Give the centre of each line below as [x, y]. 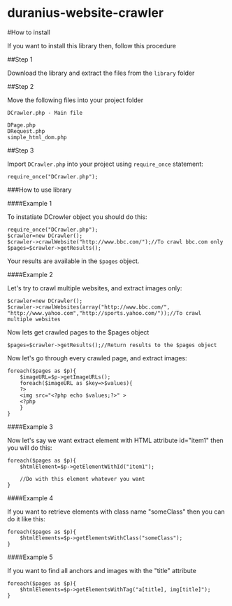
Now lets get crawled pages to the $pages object [78, 332]
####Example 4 [30, 498]
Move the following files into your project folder [75, 100]
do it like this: [26, 519]
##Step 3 [21, 150]
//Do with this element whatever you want [82, 479]
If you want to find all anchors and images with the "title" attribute [102, 570]
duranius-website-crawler [86, 13]
